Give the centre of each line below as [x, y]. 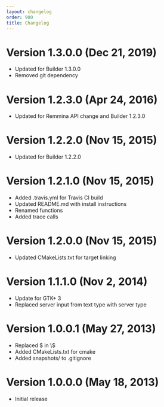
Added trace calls [36, 217]
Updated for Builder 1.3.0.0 [48, 69]
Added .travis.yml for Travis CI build [59, 198]
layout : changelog [29, 12]
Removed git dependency [47, 75]
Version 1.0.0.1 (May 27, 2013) [81, 329]
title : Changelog [28, 23]
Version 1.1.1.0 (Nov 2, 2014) [77, 282]
